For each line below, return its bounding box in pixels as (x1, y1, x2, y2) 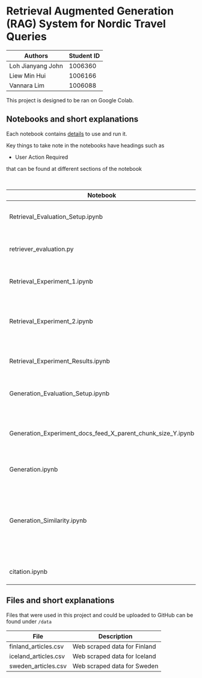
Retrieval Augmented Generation (6, 4, 174, 18)
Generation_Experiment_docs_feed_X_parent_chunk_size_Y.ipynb (9, 429, 195, 437)
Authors (23, 51, 48, 60)
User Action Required (14, 153, 69, 161)
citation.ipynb (9, 567, 48, 576)
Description (98, 632, 133, 640)
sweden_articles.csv (9, 662, 67, 670)
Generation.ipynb (9, 465, 58, 473)
